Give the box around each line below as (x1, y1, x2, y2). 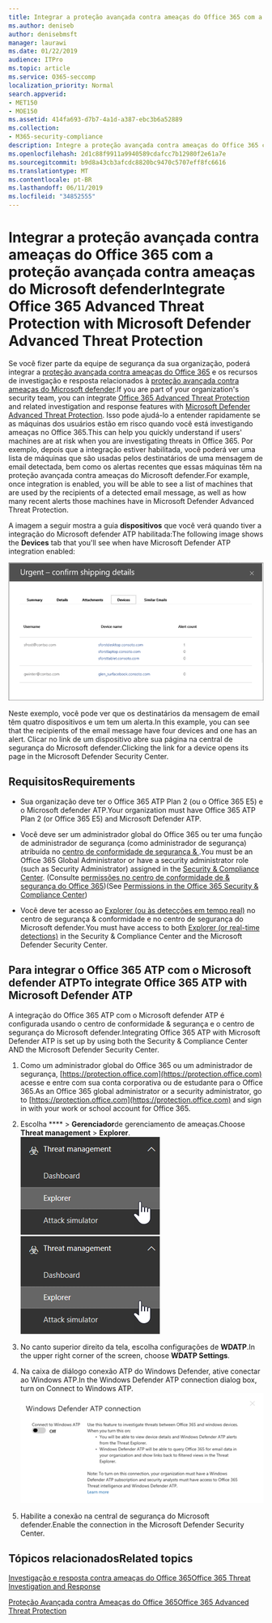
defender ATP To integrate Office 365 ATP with (8, 976, 248, 990)
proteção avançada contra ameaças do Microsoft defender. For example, (8, 470, 250, 480)
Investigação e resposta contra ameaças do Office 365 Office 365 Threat (8, 1573, 251, 1583)
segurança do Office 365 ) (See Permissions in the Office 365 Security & (19, 881, 259, 891)
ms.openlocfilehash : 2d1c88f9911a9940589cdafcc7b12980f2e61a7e (8, 150, 227, 158)
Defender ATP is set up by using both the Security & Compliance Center (8, 1036, 249, 1045)
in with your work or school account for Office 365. (19, 1103, 191, 1113)
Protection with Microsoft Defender (8, 314, 252, 333)
